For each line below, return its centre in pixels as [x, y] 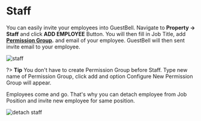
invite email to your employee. [43, 47]
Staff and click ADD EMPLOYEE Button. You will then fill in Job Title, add [96, 34]
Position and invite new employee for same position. [70, 101]
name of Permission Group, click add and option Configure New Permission [100, 76]
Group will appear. [29, 83]
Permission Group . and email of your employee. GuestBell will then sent [95, 40]
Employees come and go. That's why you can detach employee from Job [97, 94]
